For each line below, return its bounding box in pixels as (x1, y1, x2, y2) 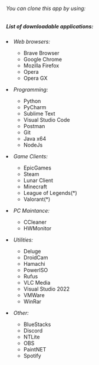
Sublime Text (23, 110, 55, 117)
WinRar (23, 298, 42, 305)
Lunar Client (23, 177, 54, 184)
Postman (23, 122, 45, 129)
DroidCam (23, 254, 48, 261)
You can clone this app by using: (6, 5, 86, 12)
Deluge (23, 247, 41, 255)
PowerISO (23, 266, 48, 273)
